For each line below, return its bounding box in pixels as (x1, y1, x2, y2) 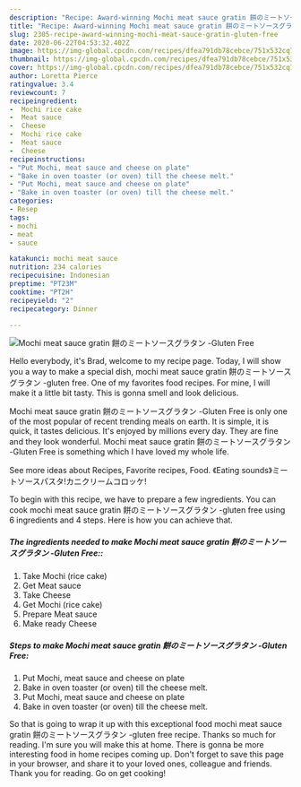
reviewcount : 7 (9, 88, 66, 97)
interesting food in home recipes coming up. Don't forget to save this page (9, 749, 285, 760)
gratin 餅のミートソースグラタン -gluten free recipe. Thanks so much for (9, 730, 276, 740)
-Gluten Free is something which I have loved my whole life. (9, 446, 230, 457)
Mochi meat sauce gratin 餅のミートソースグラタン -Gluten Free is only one (9, 406, 288, 417)
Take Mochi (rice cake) (21, 571, 107, 582)
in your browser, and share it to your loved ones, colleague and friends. (9, 758, 272, 769)
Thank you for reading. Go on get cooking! (9, 768, 167, 779)
